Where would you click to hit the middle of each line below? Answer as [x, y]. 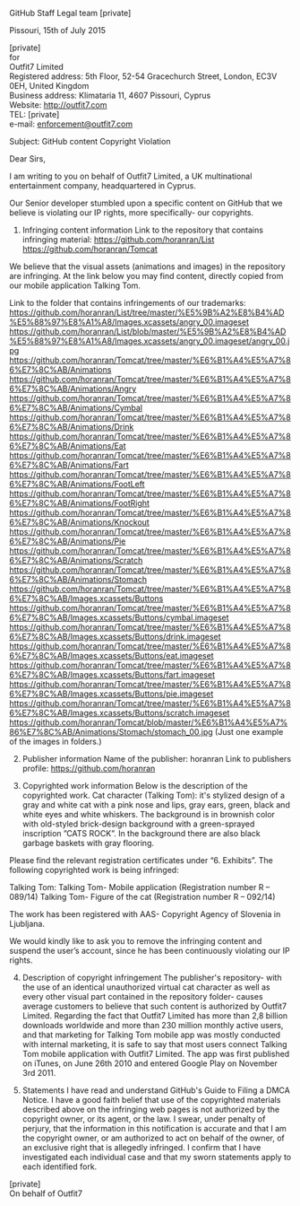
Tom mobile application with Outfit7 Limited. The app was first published [156, 1054]
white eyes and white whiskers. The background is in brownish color [149, 814]
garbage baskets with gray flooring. [88, 843]
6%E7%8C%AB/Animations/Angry [73, 389]
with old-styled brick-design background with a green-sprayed [138, 824]
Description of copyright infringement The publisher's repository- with [152, 978]
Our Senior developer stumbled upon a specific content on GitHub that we [146, 203]
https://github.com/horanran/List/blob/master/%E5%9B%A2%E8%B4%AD [148, 332]
